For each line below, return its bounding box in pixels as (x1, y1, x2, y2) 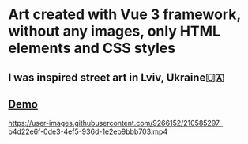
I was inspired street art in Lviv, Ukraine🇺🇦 (8, 70, 224, 84)
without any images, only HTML (8, 22, 221, 40)
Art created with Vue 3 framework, (8, 6, 241, 24)
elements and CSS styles (8, 40, 176, 57)
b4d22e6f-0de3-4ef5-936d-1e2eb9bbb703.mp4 (8, 127, 168, 136)
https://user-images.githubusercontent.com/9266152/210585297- (8, 119, 224, 128)
